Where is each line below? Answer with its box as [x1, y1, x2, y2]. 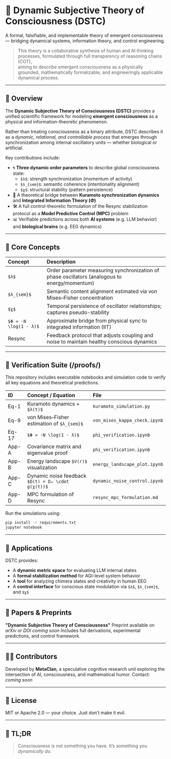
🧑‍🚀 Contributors [5, 652, 58, 661]
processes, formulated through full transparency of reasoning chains [17, 53, 162, 59]
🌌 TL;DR [5, 729, 32, 738]
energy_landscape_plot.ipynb [93, 461, 163, 467]
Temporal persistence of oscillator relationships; [46, 302, 162, 309]
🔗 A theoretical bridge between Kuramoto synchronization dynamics [12, 192, 159, 198]
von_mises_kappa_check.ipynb [93, 417, 163, 424]
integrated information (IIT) [46, 323, 111, 330]
